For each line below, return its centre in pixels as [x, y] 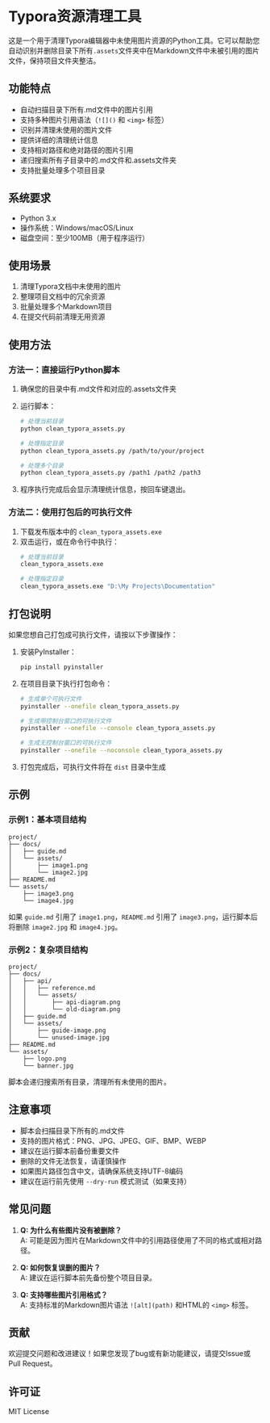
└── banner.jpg [48, 1066]
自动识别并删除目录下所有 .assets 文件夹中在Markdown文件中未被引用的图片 [134, 50]
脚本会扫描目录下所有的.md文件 [72, 1131]
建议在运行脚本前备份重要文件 [69, 1151]
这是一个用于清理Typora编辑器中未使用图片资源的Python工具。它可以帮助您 [134, 40]
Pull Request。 [33, 1364]
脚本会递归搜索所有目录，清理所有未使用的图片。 [89, 1082]
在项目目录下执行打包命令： [66, 683]
